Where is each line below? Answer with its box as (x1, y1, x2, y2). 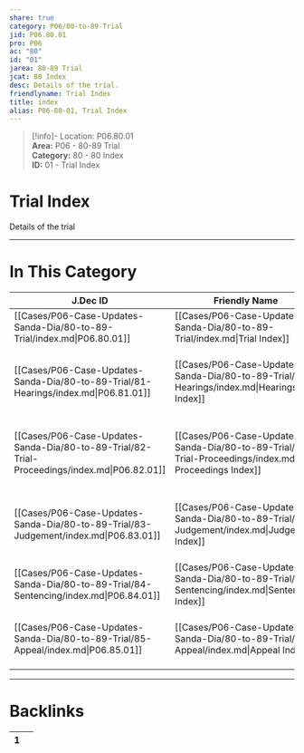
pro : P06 (9, 38, 43, 48)
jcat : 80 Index (9, 72, 67, 82)
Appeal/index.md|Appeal (175, 644, 280, 657)
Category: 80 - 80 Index (31, 150, 124, 161)
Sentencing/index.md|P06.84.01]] (14, 590, 161, 603)
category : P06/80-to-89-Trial (9, 22, 124, 31)
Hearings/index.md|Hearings (175, 381, 298, 394)
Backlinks (9, 701, 85, 721)
